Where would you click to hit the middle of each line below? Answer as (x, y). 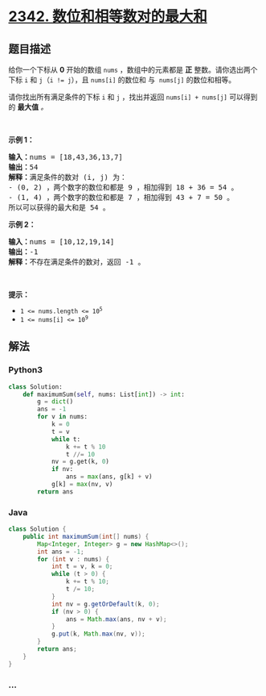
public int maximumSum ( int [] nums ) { (86, 536)
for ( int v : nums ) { (74, 559)
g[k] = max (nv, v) (82, 485)
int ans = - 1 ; (61, 552)
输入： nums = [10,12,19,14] (61, 242)
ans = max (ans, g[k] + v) (109, 477)
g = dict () (55, 402)
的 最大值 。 (28, 107)
